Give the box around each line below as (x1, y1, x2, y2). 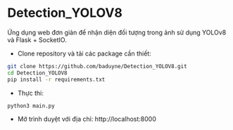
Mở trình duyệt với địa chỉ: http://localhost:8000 (17, 115, 157, 124)
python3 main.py (7, 102, 55, 110)
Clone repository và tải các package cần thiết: (17, 49, 151, 58)
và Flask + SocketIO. (7, 35, 67, 44)
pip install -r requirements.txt (7, 76, 106, 83)
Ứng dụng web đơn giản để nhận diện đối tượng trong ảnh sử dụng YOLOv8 (7, 28, 227, 37)
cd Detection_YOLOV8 (7, 69, 68, 77)
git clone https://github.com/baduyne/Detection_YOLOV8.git (7, 63, 188, 70)
